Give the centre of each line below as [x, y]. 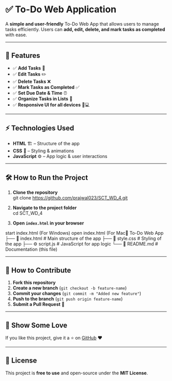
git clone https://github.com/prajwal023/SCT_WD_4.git [70, 198]
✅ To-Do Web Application [61, 9]
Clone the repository [35, 192]
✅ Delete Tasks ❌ [32, 81]
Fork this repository [34, 283]
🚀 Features [23, 55]
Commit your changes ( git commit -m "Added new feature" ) [77, 294]
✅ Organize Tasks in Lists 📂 [42, 99]
